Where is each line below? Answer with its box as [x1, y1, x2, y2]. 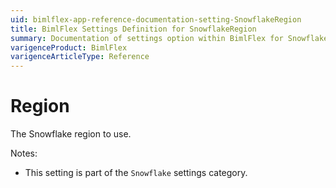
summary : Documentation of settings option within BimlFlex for [10, 33, 284, 43]
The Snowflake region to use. [10, 128, 132, 140]
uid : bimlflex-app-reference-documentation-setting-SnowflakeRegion [10, 14, 302, 25]
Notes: [10, 147, 38, 160]
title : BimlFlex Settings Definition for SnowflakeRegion [10, 24, 257, 34]
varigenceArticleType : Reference [10, 52, 150, 62]
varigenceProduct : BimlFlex [10, 42, 128, 53]
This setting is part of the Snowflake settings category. [24, 167, 248, 179]
